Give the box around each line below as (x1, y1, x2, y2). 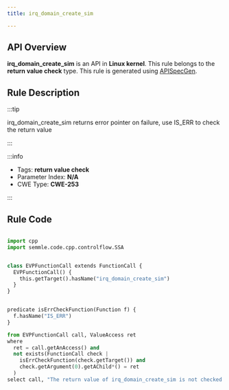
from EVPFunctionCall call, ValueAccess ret (7, 331, 136, 339)
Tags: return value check (16, 165, 90, 174)
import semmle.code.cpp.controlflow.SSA (7, 244, 125, 251)
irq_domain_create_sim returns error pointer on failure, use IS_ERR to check (7, 118, 220, 127)
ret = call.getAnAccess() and (13, 344, 99, 351)
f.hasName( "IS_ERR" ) (13, 313, 72, 320)
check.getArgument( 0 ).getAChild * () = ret (19, 363, 139, 371)
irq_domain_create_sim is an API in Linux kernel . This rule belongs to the (7, 60, 215, 68)
